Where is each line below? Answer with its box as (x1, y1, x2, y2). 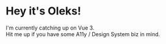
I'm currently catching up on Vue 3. (5, 24, 95, 31)
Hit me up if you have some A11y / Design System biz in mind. (5, 30, 161, 37)
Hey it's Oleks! (5, 4, 82, 18)
